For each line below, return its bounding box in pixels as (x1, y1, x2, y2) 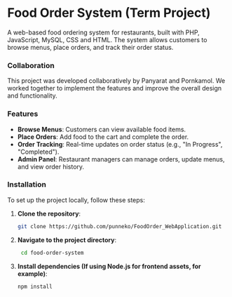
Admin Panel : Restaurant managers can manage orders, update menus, (17, 154, 226, 163)
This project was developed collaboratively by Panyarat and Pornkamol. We (7, 77, 226, 85)
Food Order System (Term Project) (7, 5, 211, 21)
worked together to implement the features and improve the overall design (7, 84, 222, 93)
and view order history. (17, 162, 85, 171)
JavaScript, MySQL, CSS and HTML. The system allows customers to (7, 35, 207, 44)
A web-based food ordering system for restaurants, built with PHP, (7, 28, 200, 37)
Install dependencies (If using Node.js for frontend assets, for (17, 262, 201, 270)
